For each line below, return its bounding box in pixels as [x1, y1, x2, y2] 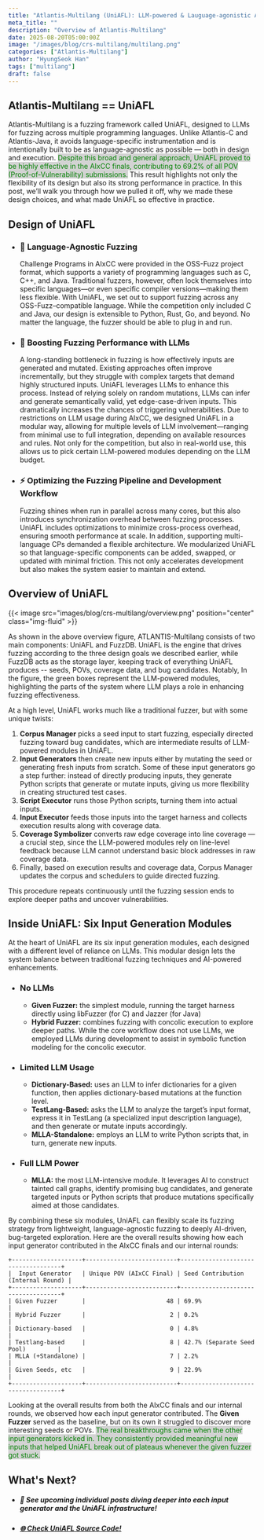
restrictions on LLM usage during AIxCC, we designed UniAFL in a [19, 413, 234, 423]
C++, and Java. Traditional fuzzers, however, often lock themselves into [19, 276, 252, 285]
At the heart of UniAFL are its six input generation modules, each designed [8, 938, 250, 948]
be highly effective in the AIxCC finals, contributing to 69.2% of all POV [8, 162, 238, 171]
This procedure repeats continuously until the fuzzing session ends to [8, 885, 234, 896]
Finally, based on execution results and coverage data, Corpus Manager [19, 862, 253, 872]
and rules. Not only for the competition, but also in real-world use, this [19, 438, 247, 448]
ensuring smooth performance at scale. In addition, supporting [19, 531, 222, 541]
